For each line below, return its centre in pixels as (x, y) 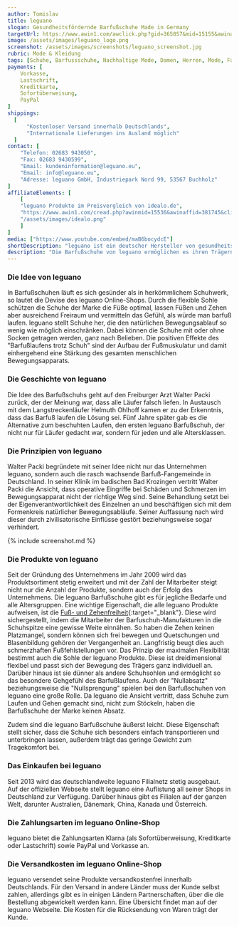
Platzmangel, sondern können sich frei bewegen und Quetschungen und (113, 635)
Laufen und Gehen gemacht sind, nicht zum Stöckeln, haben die (101, 703)
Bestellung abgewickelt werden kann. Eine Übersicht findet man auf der (112, 902)
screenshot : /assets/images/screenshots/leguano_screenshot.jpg (105, 47)
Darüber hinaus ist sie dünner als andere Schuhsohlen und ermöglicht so (114, 673)
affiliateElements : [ (39, 193)
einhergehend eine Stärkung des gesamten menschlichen (92, 353)
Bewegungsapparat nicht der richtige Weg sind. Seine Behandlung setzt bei (118, 497)
